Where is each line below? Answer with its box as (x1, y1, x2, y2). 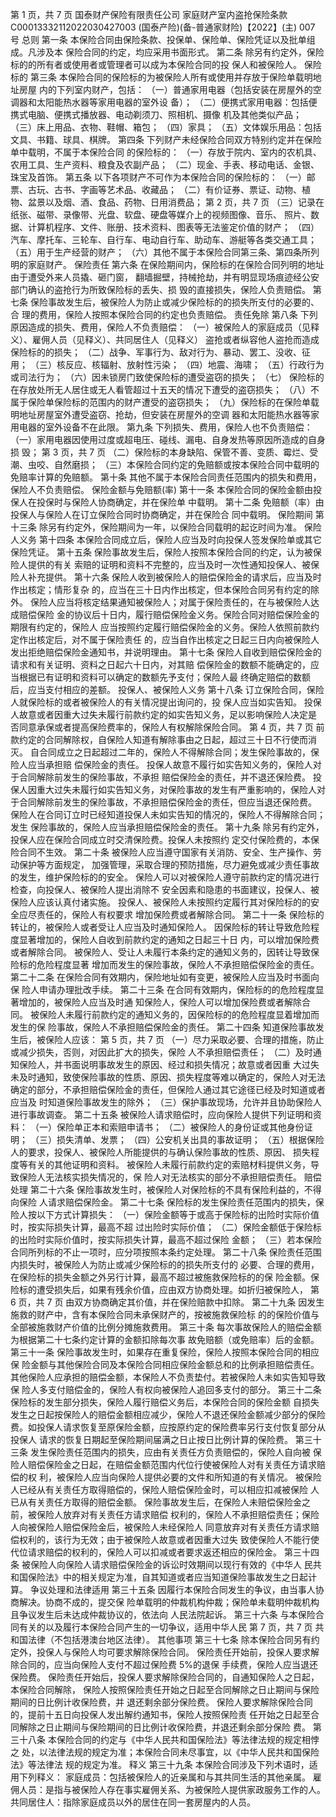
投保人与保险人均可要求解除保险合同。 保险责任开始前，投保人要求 (36, 1646, 311, 1658)
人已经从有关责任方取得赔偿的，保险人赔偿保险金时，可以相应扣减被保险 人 (10, 1484, 320, 1495)
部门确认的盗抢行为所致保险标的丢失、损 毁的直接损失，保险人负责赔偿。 (10, 284, 311, 295)
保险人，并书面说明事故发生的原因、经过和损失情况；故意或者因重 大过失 (18, 1059, 320, 1070)
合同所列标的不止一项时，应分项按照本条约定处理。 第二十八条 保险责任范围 (10, 1246, 322, 1258)
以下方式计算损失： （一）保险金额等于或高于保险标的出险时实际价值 (36, 1209, 320, 1220)
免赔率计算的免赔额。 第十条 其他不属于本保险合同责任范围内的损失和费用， (10, 471, 322, 483)
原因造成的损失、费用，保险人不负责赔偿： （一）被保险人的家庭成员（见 (10, 321, 311, 333)
